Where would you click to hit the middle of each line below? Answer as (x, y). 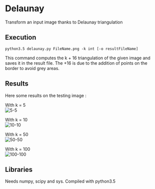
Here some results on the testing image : (46, 95)
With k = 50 (17, 134)
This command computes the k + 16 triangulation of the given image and (78, 58)
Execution (21, 37)
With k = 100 (18, 149)
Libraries (19, 169)
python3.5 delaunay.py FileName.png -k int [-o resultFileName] (72, 49)
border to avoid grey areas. (32, 68)
